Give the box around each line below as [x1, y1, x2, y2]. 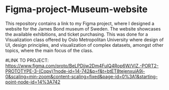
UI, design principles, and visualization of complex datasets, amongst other [5, 42, 164, 48]
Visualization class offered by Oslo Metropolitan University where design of [5, 37, 164, 43]
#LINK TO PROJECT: [5, 57, 49, 63]
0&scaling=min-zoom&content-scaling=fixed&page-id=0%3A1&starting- [5, 73, 158, 79]
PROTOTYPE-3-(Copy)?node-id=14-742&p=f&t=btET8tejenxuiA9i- [5, 68, 146, 74]
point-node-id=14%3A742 [5, 79, 60, 85]
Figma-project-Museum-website [5, 4, 148, 15]
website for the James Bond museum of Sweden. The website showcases [5, 25, 161, 32]
